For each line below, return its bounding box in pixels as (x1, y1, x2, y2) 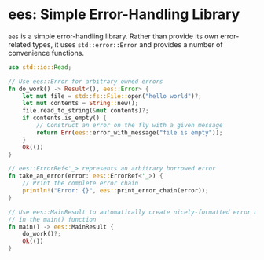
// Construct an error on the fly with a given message (36, 122, 223, 130)
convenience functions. (8, 48, 85, 57)
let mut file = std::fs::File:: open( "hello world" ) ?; (22, 92, 202, 100)
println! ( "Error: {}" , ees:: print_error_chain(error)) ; (22, 187, 210, 195)
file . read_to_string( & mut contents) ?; (22, 107, 149, 115)
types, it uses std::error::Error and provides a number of (32, 39, 223, 49)
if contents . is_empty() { (22, 114, 108, 123)
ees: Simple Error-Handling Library (8, 5, 240, 24)
